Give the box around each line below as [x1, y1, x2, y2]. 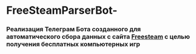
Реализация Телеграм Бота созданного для [6, 25, 141, 34]
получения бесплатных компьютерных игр [6, 40, 140, 49]
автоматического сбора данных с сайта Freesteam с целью [6, 32, 191, 41]
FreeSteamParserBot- [6, 4, 118, 17]
